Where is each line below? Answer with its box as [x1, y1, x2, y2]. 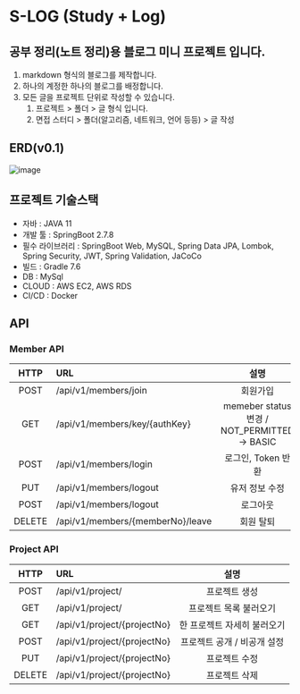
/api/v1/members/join [55, 385, 147, 397]
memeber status [222, 400, 292, 412]
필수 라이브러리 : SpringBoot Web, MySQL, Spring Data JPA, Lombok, [21, 240, 274, 251]
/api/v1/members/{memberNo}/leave [55, 515, 212, 528]
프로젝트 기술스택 [9, 192, 99, 207]
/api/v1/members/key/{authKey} [55, 418, 191, 430]
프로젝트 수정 [205, 652, 259, 664]
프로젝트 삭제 [205, 669, 259, 681]
